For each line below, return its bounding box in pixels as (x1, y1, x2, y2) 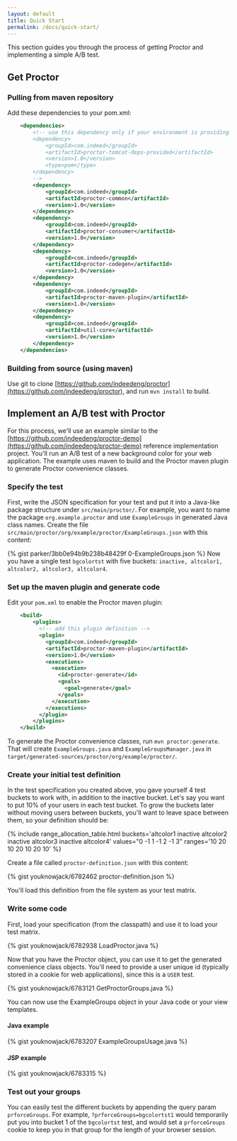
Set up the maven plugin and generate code (7, 583, 161, 592)
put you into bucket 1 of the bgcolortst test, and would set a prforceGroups (7, 1118, 226, 1127)
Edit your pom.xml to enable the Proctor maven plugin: (7, 598, 163, 607)
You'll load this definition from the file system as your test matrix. (7, 886, 197, 895)
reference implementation (143, 441, 219, 450)
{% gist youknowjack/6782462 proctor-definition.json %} (7, 872, 175, 881)
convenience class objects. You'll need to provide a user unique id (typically (7, 962, 229, 971)
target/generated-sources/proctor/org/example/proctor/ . (7, 752, 178, 761)
